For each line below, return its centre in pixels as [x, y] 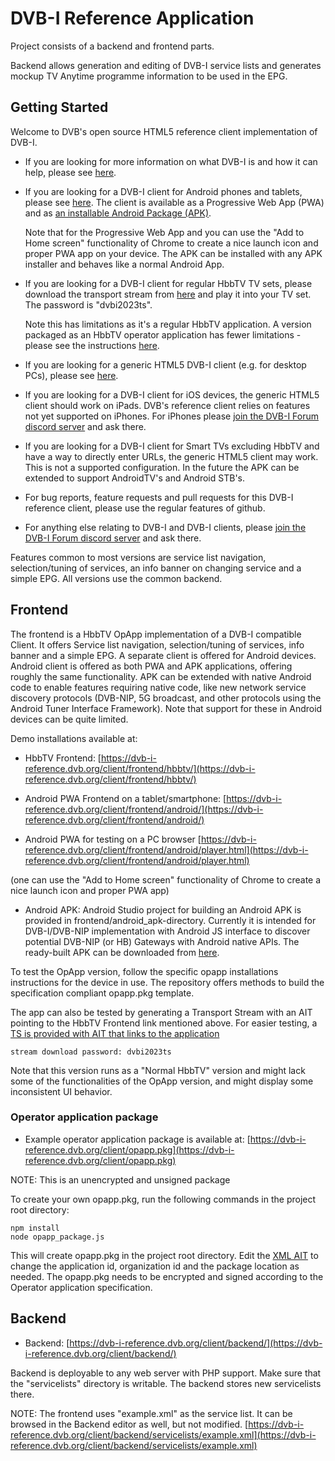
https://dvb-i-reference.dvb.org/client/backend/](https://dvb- [196, 1343]
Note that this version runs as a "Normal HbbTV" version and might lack [158, 1070]
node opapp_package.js [57, 1237]
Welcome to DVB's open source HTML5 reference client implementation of [164, 131]
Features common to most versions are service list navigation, [138, 557]
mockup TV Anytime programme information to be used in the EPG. [149, 76]
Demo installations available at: [74, 738]
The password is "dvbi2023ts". [88, 304]
